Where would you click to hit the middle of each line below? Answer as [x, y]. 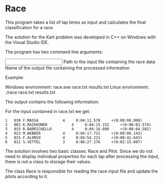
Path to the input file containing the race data [109, 62]
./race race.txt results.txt [30, 92]
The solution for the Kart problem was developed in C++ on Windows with [81, 37]
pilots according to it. [27, 176]
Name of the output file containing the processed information [67, 68]
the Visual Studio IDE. [27, 42]
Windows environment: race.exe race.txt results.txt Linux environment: [77, 87]
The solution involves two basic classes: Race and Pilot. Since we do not [79, 151]
